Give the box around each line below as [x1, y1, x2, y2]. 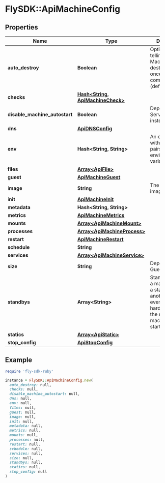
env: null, [9, 401, 32, 406]
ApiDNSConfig [77, 125, 112, 132]
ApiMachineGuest [77, 174, 121, 181]
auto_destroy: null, [9, 382, 52, 387]
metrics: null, [9, 428, 41, 433]
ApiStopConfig [77, 339, 113, 346]
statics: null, [9, 465, 41, 470]
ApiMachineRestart [77, 236, 124, 242]
